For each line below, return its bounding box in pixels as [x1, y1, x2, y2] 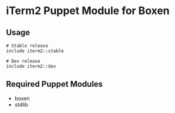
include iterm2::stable [6, 48, 64, 54]
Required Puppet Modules [6, 79, 103, 89]
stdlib [14, 101, 28, 108]
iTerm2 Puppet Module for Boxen [6, 4, 170, 18]
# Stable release [6, 43, 49, 49]
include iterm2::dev [6, 63, 57, 69]
